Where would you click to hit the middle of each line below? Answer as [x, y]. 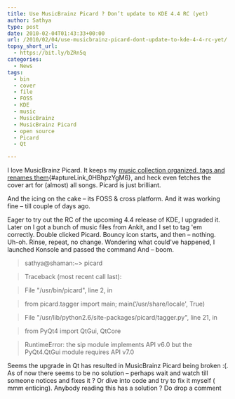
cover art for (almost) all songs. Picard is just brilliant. [84, 185]
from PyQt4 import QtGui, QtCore [73, 331]
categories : [25, 60]
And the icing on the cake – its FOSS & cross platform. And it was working [114, 199]
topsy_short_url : [33, 46]
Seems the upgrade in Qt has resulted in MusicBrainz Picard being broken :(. [118, 366]
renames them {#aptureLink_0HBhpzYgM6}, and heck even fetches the [109, 178]
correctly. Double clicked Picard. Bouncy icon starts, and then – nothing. [112, 235]
